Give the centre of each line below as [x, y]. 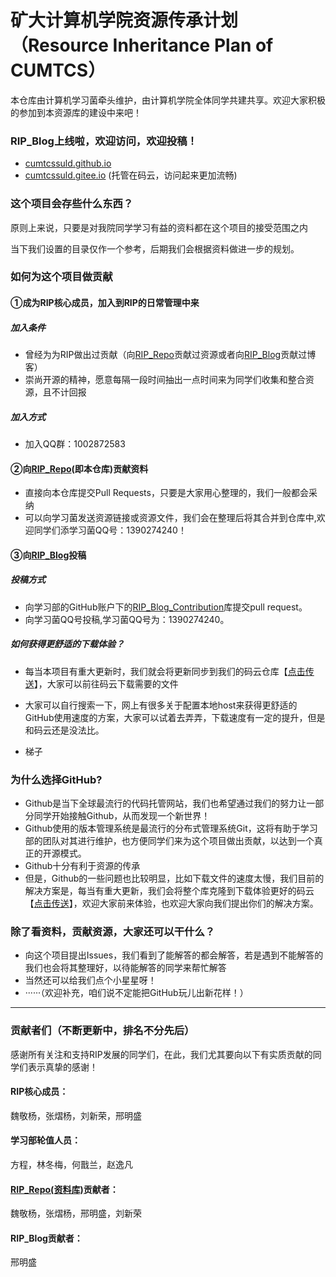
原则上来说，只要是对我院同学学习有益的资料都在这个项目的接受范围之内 [159, 227]
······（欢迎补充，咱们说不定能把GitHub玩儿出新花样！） [136, 993]
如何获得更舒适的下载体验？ [67, 644]
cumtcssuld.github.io [68, 163]
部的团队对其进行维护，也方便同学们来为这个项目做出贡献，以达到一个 [169, 841]
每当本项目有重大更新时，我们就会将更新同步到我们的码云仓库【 [156, 671]
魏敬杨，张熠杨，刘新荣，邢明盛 [76, 1115]
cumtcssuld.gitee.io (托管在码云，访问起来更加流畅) [131, 175]
